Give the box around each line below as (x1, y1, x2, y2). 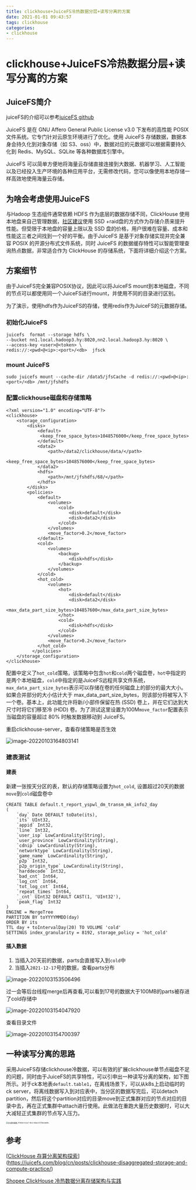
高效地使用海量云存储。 (10, 175, 68, 182)
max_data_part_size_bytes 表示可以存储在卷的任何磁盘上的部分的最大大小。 (6, 684, 187, 691)
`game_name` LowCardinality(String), (16, 852, 108, 859)
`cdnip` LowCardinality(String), (16, 842, 98, 848)
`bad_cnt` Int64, (16, 873, 59, 879)
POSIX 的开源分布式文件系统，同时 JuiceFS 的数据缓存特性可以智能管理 (12, 239, 185, 246)
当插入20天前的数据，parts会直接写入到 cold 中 (14, 957, 126, 964)
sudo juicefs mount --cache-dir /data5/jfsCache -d (6, 374, 134, 380)
